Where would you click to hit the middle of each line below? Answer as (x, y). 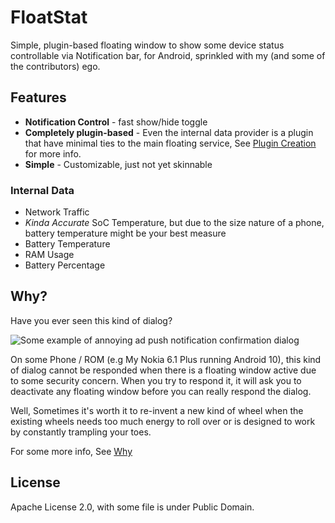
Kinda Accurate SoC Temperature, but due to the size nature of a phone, (174, 223)
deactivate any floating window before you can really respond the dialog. (161, 391)
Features (38, 97)
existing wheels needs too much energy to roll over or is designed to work (163, 421)
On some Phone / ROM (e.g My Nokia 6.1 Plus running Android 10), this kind (166, 359)
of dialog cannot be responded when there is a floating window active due (163, 370)
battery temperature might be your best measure (125, 233)
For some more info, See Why (71, 451)
